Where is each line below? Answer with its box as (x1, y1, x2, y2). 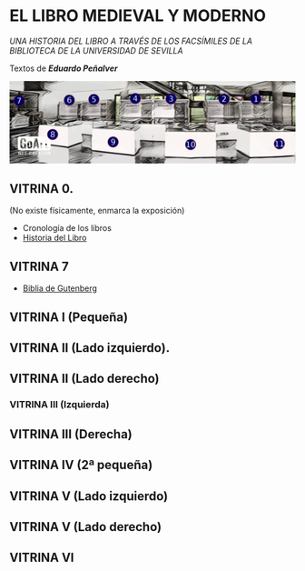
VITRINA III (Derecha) (9, 426, 133, 442)
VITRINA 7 (9, 258, 70, 274)
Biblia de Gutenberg (22, 283, 98, 294)
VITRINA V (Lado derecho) (9, 519, 162, 535)
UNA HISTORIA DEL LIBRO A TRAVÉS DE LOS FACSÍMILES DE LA (9, 35, 252, 46)
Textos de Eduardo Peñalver (9, 63, 118, 74)
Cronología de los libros (22, 223, 112, 234)
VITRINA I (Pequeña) (9, 309, 129, 325)
